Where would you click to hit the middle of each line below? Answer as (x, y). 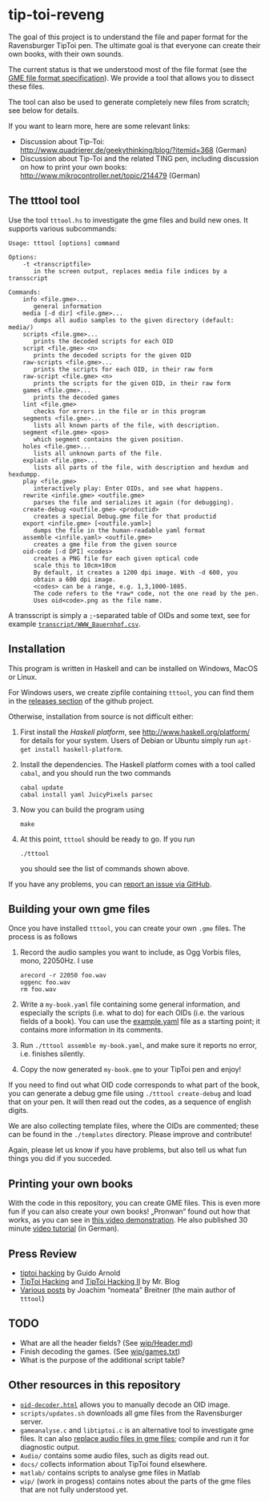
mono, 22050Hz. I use (56, 961)
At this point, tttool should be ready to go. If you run (107, 839)
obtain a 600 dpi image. (74, 579)
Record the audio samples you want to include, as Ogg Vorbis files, (130, 952)
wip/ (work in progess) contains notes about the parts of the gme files (135, 1481)
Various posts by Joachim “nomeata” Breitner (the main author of (128, 1290)
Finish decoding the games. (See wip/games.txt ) (100, 1351)
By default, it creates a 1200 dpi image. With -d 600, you (136, 572)
